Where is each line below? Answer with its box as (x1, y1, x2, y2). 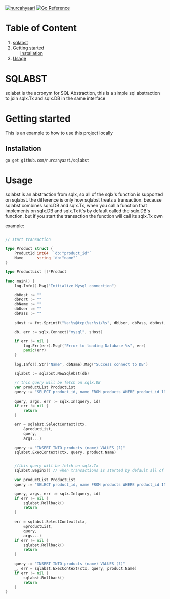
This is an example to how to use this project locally (5, 130, 113, 136)
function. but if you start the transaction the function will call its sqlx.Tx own (5, 213, 163, 219)
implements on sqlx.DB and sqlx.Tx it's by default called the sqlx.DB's (5, 208, 150, 214)
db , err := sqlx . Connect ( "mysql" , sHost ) (14, 329, 103, 334)
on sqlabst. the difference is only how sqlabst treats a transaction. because (5, 196, 162, 203)
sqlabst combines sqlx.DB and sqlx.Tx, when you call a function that (5, 202, 147, 208)
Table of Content (5, 23, 77, 34)
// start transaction (5, 237, 51, 242)
